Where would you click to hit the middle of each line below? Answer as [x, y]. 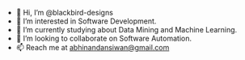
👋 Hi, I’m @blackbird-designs [64, 13]
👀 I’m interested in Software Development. [86, 21]
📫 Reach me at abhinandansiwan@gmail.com [93, 47]
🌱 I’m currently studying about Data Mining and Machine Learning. [127, 30]
